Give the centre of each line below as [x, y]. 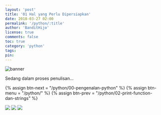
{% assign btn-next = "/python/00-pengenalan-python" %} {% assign [76, 88]
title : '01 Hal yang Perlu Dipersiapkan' [48, 14]
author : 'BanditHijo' [27, 28]
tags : [11, 50]
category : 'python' [25, 46]
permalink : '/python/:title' [35, 23]
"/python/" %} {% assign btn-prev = [58, 93]
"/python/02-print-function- [124, 93]
